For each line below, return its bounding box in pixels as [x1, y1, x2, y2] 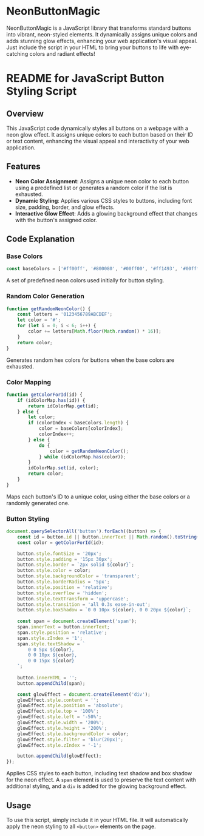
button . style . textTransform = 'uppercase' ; [17, 596, 129, 602]
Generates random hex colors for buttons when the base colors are [6, 356, 175, 364]
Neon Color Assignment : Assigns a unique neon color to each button [15, 177, 189, 185]
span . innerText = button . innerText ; [17, 624, 110, 630]
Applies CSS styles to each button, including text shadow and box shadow [6, 770, 192, 777]
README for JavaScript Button [6, 72, 165, 86]
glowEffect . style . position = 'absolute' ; [17, 702, 123, 709]
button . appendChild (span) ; [17, 680, 86, 687]
